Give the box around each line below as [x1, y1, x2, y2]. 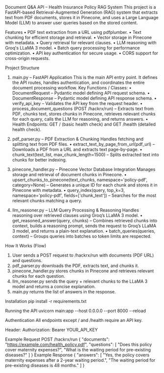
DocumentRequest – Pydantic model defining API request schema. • [12, 90, 150, 96]
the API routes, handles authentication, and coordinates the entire [12, 80, 145, 85]
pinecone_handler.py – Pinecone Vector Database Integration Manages [12, 166, 156, 172]
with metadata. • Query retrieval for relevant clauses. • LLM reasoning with [5, 40, 157, 46]
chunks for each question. [12, 273, 65, 279]
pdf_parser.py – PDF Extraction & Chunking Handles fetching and [12, 136, 143, 142]
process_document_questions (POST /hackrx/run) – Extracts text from [12, 106, 154, 111]
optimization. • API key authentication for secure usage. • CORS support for [5, 50, 158, 56]
